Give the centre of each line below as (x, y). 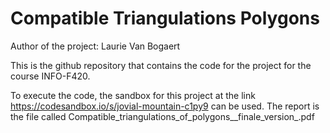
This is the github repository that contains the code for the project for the (161, 65)
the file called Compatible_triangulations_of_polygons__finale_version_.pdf (162, 116)
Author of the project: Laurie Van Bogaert (95, 46)
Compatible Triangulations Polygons (165, 18)
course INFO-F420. (50, 76)
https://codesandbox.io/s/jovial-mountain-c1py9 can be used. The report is (165, 106)
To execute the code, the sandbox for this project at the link (133, 95)
